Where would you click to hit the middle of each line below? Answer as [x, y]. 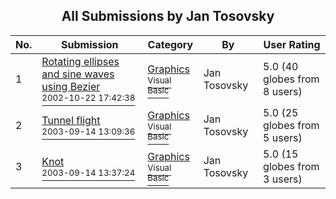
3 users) [283, 179]
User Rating [292, 44]
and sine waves [78, 74]
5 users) [283, 137]
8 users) [283, 91]
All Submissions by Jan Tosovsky [168, 16]
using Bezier [71, 86]
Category [170, 44]
